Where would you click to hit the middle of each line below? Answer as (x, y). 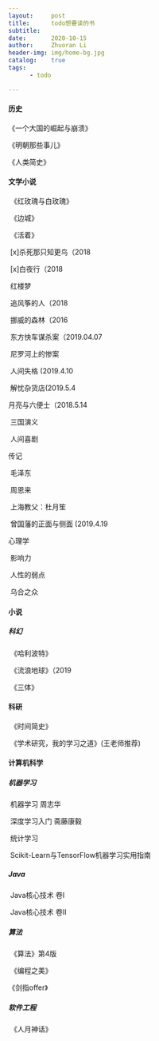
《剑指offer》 (28, 987)
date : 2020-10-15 (48, 38)
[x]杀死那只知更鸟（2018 (50, 252)
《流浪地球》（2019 (41, 670)
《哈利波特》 (31, 653)
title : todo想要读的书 (52, 23)
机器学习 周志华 (35, 804)
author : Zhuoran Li (48, 46)
